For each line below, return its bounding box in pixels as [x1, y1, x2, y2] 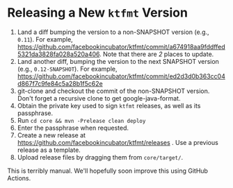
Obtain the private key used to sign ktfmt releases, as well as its [17, 101, 201, 110]
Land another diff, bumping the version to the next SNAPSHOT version [17, 57, 219, 65]
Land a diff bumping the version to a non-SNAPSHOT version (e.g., [17, 28, 210, 36]
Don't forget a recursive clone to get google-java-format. [17, 94, 181, 102]
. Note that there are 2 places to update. [99, 50, 214, 58]
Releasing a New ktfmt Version [7, 5, 188, 21]
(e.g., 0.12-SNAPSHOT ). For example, [17, 65, 118, 73]
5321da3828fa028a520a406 [17, 50, 100, 58]
